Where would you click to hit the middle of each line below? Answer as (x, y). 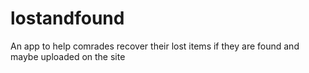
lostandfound (67, 18)
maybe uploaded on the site (68, 56)
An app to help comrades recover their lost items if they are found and (155, 46)
